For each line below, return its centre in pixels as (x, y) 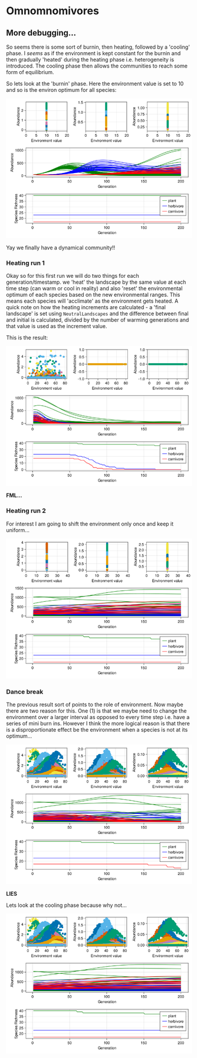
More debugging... (41, 33)
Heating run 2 (26, 511)
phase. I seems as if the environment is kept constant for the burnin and (93, 53)
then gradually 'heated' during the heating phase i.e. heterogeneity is (90, 60)
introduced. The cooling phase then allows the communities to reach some (97, 66)
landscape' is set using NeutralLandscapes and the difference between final (97, 314)
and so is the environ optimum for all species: (61, 90)
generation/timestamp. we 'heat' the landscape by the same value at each (96, 282)
